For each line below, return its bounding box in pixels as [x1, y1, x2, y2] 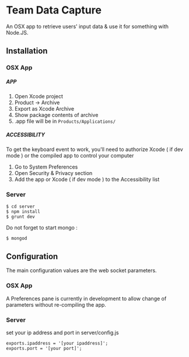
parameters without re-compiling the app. [6, 301, 107, 308]
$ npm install [6, 209, 41, 215]
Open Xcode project [14, 93, 63, 100]
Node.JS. [6, 29, 29, 36]
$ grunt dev [6, 214, 35, 220]
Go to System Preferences [14, 163, 78, 170]
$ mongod [6, 235, 27, 242]
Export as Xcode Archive [14, 105, 75, 112]
